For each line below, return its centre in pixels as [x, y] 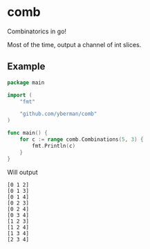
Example [26, 67]
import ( [20, 95]
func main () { [28, 133]
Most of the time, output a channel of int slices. [74, 44]
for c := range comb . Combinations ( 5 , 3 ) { [82, 139]
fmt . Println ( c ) [54, 146]
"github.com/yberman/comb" [58, 114]
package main [26, 83]
